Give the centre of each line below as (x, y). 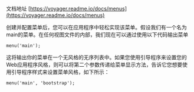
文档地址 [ (18, 8)
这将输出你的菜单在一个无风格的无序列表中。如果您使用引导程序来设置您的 (96, 57)
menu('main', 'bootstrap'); (41, 83)
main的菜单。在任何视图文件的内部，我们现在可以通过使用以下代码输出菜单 (97, 35)
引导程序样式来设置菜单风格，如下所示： (60, 72)
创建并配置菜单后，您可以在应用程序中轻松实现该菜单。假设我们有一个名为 (96, 27)
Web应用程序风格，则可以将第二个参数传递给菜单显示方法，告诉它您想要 (94, 64)
